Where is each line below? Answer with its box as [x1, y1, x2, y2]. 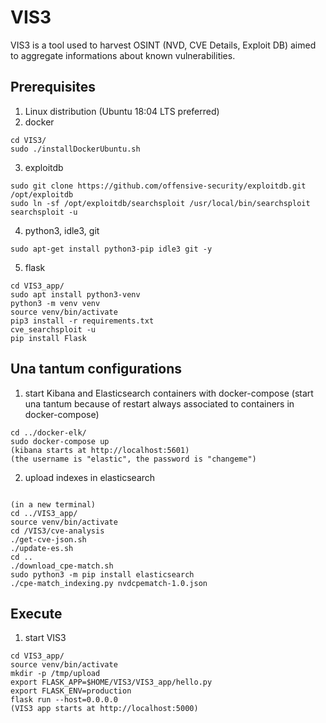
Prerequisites [10, 79, 96, 96]
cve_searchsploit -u [10, 324, 97, 335]
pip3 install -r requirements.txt [10, 316, 155, 326]
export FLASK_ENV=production [10, 686, 132, 696]
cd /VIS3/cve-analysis [10, 526, 105, 536]
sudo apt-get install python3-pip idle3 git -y [10, 244, 213, 254]
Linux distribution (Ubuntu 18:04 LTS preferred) [24, 105, 220, 117]
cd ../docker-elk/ [10, 427, 87, 438]
